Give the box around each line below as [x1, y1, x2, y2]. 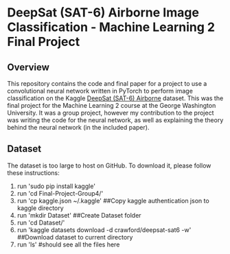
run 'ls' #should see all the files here [16, 240, 120, 249]
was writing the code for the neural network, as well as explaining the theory [7, 116, 224, 124]
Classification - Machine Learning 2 [7, 19, 215, 35]
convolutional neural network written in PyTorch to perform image [7, 87, 194, 95]
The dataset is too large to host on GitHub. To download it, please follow [7, 161, 211, 170]
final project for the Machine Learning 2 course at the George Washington [7, 102, 216, 109]
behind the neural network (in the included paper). [7, 124, 150, 131]
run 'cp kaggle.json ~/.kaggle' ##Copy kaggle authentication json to [16, 196, 209, 205]
